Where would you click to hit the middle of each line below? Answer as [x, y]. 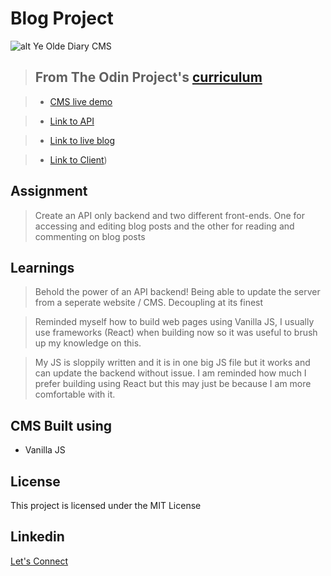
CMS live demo [81, 101]
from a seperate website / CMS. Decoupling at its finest [149, 303]
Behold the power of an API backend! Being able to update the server [177, 292]
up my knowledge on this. [88, 343]
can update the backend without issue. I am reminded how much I [170, 373]
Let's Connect [39, 561]
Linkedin [37, 537]
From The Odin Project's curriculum [148, 77]
